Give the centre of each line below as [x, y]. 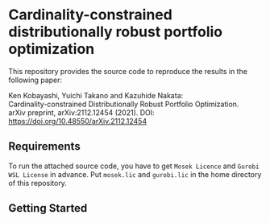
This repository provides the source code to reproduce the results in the [128, 71]
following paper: [35, 80]
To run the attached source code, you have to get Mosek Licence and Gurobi [134, 166]
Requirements [44, 147]
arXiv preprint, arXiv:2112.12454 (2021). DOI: [81, 112]
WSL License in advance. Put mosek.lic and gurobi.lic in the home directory [135, 174]
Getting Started [48, 208]
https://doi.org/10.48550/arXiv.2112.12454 [78, 121]
